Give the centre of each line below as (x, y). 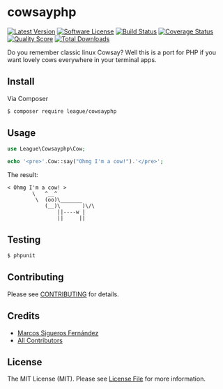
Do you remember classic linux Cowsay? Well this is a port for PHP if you (111, 52)
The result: (23, 175)
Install (21, 82)
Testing (24, 239)
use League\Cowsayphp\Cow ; (46, 149)
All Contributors (40, 340)
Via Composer (28, 98)
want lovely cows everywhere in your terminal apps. (82, 59)
